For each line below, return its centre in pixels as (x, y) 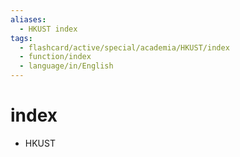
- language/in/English (66, 66)
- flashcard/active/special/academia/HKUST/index (124, 47)
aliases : (28, 19)
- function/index (55, 57)
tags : (21, 38)
